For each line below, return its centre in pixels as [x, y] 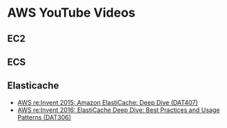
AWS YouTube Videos [71, 13]
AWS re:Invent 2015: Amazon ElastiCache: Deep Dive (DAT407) [108, 102]
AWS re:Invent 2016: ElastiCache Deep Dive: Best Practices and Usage [119, 110]
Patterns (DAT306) [44, 117]
